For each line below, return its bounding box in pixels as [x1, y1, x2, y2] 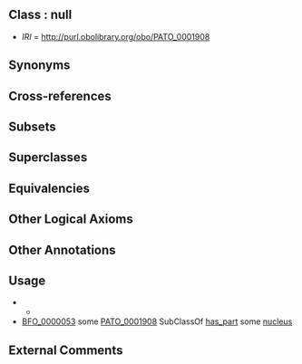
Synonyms [8, 58, 71, 73]
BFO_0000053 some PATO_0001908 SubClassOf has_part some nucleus [21, 316, 293, 327]
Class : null [8, 7, 73, 23]
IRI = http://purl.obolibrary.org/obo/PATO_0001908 [21, 31, 210, 42]
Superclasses [8, 149, 88, 166]
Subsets [8, 119, 56, 134]
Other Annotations [8, 242, 116, 257]
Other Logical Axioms [8, 212, 133, 227]
